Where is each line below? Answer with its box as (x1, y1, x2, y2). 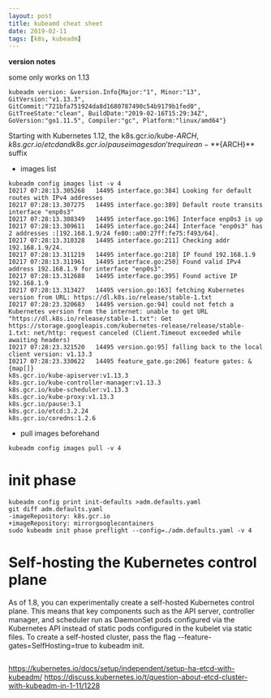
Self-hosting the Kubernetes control (8, 553, 257, 572)
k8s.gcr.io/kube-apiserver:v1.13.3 (8, 371, 129, 380)
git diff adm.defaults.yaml (8, 505, 104, 514)
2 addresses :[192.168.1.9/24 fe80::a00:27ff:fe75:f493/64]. (8, 229, 220, 238)
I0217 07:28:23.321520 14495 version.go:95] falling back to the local (8, 343, 264, 352)
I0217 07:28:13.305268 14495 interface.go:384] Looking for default (8, 187, 252, 195)
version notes (8, 57, 56, 67)
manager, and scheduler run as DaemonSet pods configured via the (8, 615, 235, 625)
